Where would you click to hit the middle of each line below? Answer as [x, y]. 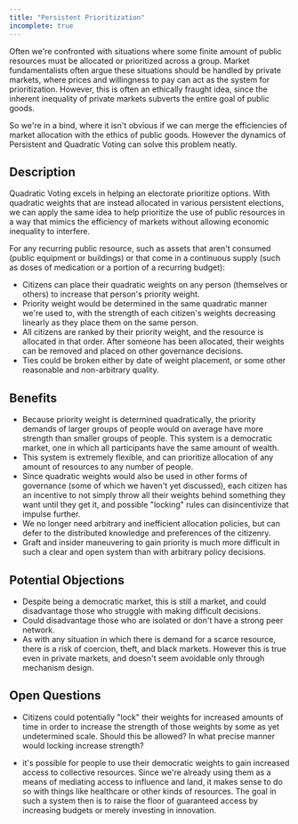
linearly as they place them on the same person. [110, 322]
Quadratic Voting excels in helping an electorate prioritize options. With [140, 193]
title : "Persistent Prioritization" [77, 17]
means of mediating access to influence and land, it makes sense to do [152, 781]
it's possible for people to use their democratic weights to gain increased [156, 763]
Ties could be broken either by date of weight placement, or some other [154, 361]
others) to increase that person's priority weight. [111, 294]
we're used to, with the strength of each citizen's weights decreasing [149, 314]
